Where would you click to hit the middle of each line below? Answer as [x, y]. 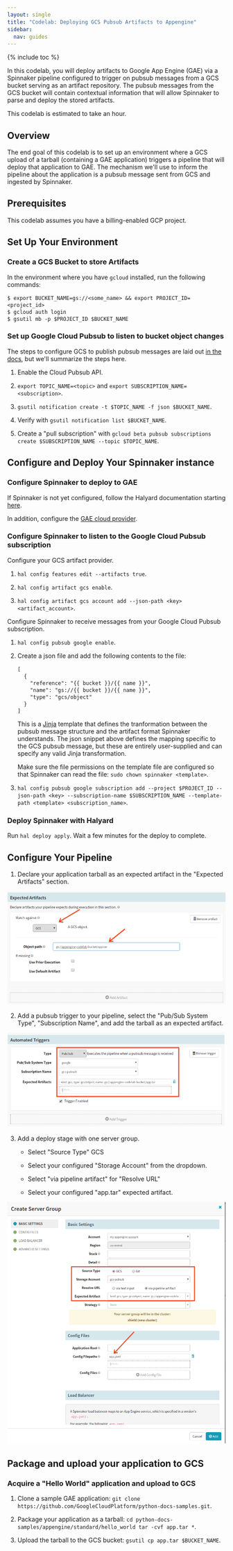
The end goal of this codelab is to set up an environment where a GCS [107, 152]
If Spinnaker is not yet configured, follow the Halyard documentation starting [116, 497]
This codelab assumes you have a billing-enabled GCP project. [97, 220]
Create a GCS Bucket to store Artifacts [73, 262]
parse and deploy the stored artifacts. [61, 100]
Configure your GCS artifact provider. [61, 560]
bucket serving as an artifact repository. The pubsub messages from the [111, 85]
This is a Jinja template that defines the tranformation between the [112, 724]
